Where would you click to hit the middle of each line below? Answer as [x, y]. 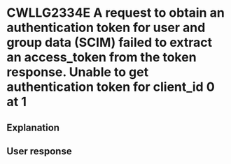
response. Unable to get [77, 72]
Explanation [33, 127]
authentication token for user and [106, 28]
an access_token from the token [101, 58]
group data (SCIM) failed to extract [110, 43]
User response [39, 151]
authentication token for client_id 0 [111, 87]
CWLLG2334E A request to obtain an [115, 13]
